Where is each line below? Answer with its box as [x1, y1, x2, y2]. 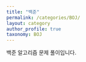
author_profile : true [6, 26, 62, 32]
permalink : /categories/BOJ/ [6, 15, 81, 21]
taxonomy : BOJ [6, 32, 43, 38]
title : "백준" [6, 9, 40, 15]
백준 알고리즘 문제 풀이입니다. [6, 49, 77, 57]
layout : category [6, 20, 51, 26]
